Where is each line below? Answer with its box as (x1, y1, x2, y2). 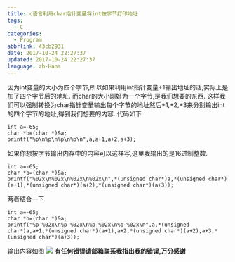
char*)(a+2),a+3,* (163, 227, 218, 235)
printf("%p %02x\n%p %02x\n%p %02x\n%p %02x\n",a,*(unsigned (7, 221, 190, 228)
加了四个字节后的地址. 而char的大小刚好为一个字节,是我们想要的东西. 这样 (7, 92, 220, 100)
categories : (7, 30, 42, 37)
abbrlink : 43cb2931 (7, 43, 65, 50)
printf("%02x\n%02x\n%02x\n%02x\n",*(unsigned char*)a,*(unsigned (7, 175, 206, 182)
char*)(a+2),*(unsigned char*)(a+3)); (60, 181, 174, 189)
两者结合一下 (7, 194, 44, 203)
